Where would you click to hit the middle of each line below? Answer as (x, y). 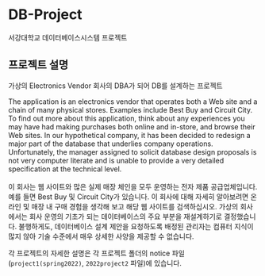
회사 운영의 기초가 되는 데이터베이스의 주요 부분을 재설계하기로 (125, 217)
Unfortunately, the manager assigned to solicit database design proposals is (132, 151)
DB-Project (45, 15)
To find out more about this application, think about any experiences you (127, 118)
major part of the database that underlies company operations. (111, 144)
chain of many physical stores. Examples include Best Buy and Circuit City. (131, 109)
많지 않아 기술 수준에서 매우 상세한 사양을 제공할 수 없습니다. (101, 236)
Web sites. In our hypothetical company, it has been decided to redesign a (130, 135)
